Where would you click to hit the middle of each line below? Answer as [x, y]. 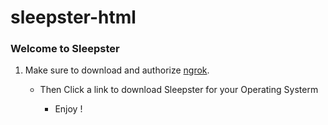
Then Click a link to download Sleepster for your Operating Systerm [179, 90]
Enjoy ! [68, 109]
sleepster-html [73, 17]
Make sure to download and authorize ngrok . [117, 70]
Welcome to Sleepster [65, 49]
